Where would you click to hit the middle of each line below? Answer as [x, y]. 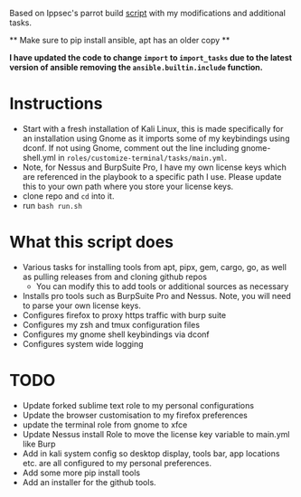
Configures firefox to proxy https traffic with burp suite [124, 314]
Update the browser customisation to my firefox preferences [135, 415]
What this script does [92, 242]
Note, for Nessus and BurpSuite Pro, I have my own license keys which [155, 167]
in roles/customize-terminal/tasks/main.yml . [142, 157]
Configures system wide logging [83, 343]
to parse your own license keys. [82, 305]
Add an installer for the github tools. [89, 482]
